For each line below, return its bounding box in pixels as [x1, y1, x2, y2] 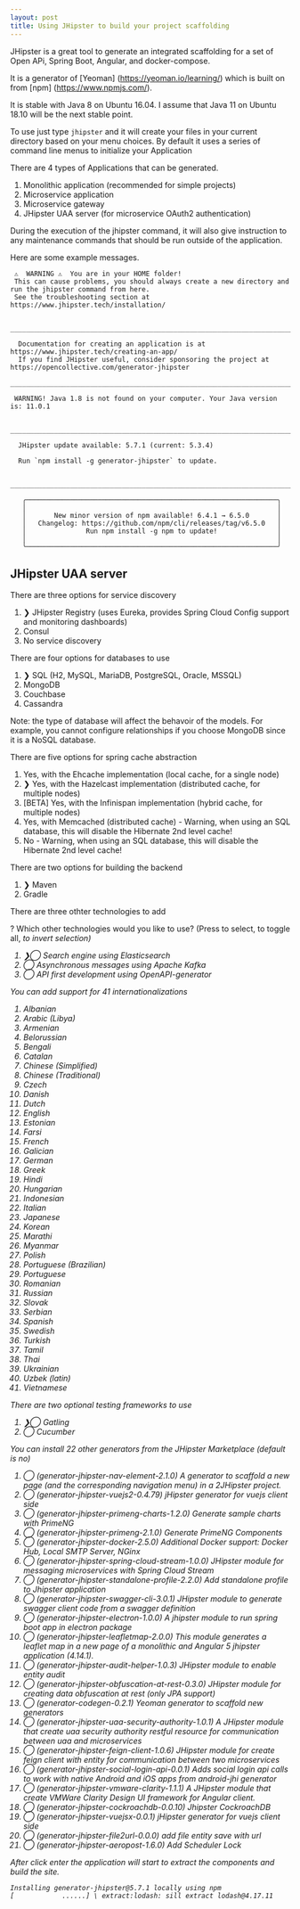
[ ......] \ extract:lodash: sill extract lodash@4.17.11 [10, 1891, 274, 1901]
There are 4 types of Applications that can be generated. [10, 162, 219, 173]
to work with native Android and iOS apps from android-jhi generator [22, 1774, 277, 1784]
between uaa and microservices [22, 1735, 142, 1747]
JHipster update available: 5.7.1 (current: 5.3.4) [18, 440, 215, 450]
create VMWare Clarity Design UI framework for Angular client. [22, 1792, 256, 1803]
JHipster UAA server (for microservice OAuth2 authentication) [22, 208, 252, 218]
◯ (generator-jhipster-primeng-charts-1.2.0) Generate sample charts [22, 1508, 281, 1520]
